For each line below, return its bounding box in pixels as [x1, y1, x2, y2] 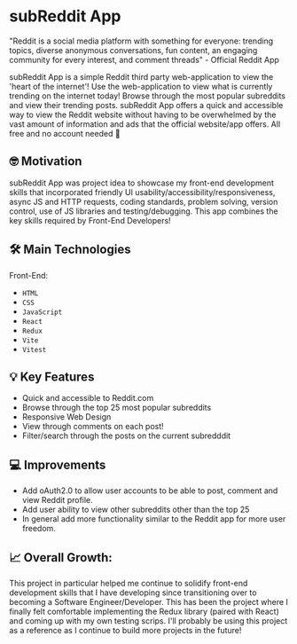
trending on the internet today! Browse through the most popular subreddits [9, 90, 286, 101]
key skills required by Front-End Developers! [9, 215, 171, 225]
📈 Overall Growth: [9, 550, 113, 565]
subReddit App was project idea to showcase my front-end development [9, 177, 275, 188]
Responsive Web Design [21, 412, 112, 422]
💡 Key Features [9, 369, 95, 384]
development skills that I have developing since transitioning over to [9, 587, 257, 598]
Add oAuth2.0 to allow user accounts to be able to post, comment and [21, 485, 278, 496]
